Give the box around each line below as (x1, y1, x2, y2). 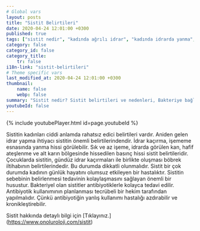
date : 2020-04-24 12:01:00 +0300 (6, 25, 89, 32)
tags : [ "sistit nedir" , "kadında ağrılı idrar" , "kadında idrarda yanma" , (6, 36, 196, 42)
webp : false (17, 92, 46, 98)
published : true (6, 31, 46, 37)
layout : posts (6, 14, 42, 20)
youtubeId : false (6, 102, 49, 109)
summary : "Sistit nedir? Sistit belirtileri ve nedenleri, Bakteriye (6, 97, 183, 103)
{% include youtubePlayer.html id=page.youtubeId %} (6, 119, 139, 126)
